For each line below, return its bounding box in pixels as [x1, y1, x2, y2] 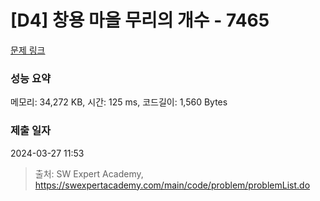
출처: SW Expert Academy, [34, 167, 144, 180]
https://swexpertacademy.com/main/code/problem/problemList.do [34, 179, 311, 191]
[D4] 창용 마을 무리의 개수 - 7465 [10, 9, 270, 32]
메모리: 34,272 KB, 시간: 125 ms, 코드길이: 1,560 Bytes [10, 96, 228, 108]
